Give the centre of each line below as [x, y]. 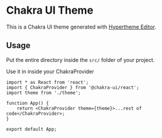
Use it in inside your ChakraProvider [50, 71]
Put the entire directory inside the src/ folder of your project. [80, 59]
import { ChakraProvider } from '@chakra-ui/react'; [73, 87]
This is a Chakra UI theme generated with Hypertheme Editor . [81, 27]
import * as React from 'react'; [47, 82]
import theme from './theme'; [44, 93]
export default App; [32, 129]
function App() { [28, 103]
